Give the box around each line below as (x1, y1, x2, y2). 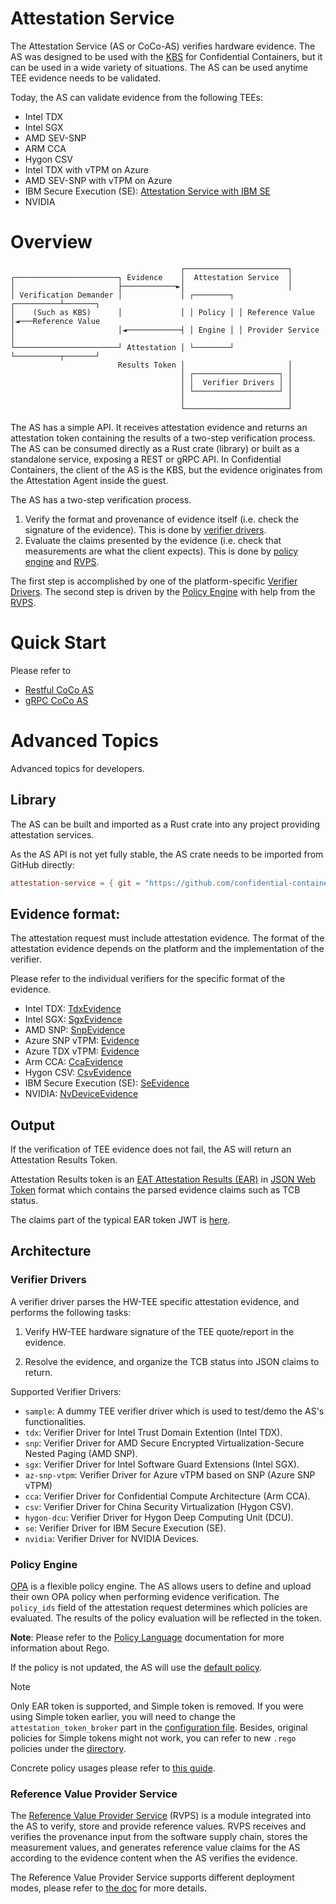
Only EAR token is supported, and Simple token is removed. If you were (10, 1700, 304, 1712)
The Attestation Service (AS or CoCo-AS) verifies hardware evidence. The (10, 40, 316, 52)
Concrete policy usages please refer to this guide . (10, 1762, 216, 1774)
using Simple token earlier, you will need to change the (10, 1711, 236, 1723)
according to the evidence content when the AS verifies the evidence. (10, 1852, 298, 1864)
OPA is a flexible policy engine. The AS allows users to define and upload (10, 1580, 312, 1592)
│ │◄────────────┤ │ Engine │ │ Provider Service (10, 325, 320, 335)
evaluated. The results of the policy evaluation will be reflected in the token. (10, 1612, 322, 1624)
